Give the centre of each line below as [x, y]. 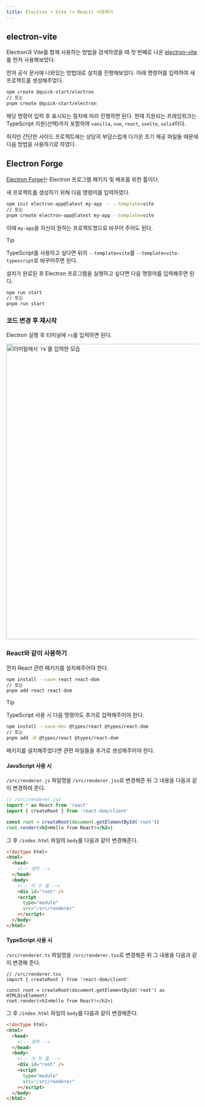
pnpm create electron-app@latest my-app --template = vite [80, 215]
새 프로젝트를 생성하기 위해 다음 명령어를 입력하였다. [68, 192]
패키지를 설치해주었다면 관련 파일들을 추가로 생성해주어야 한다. [81, 750]
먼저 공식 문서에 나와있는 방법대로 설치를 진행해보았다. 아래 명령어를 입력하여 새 [101, 73]
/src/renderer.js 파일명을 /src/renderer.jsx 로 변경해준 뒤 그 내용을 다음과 [99, 780]
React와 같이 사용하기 [37, 653]
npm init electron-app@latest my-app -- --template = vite [80, 204]
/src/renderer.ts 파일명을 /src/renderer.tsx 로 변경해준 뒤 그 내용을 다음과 [99, 955]
